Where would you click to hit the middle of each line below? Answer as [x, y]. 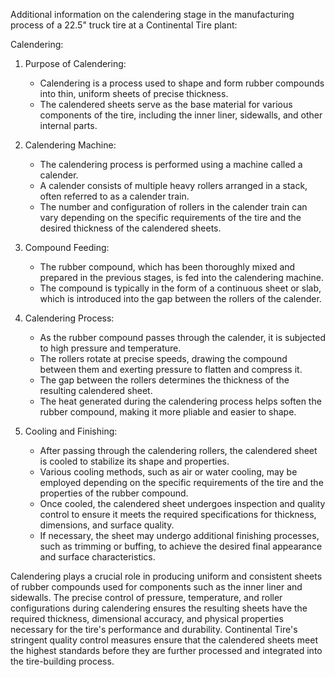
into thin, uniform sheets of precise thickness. [134, 93]
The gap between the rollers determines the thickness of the [164, 380]
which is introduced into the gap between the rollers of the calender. [180, 298]
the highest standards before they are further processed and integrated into [166, 650]
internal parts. [68, 125]
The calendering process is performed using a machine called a [171, 164]
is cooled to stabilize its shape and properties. [134, 461]
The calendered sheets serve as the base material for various [166, 104]
